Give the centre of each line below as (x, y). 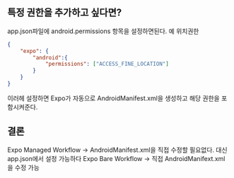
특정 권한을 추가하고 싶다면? (65, 13)
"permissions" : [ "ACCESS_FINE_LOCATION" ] (107, 64)
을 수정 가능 (24, 167)
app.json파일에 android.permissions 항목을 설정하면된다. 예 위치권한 (103, 31)
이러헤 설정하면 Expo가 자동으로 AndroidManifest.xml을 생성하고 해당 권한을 (114, 98)
